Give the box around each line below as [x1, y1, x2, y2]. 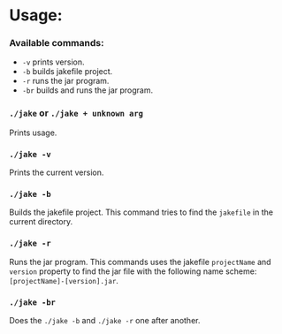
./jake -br [9, 297, 56, 307]
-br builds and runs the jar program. [21, 85, 153, 95]
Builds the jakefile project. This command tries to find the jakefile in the [9, 207, 274, 217]
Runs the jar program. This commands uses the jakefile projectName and [9, 256, 271, 267]
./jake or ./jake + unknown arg [9, 107, 144, 119]
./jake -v [9, 149, 51, 159]
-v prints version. [21, 57, 85, 67]
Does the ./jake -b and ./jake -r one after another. [9, 315, 201, 325]
